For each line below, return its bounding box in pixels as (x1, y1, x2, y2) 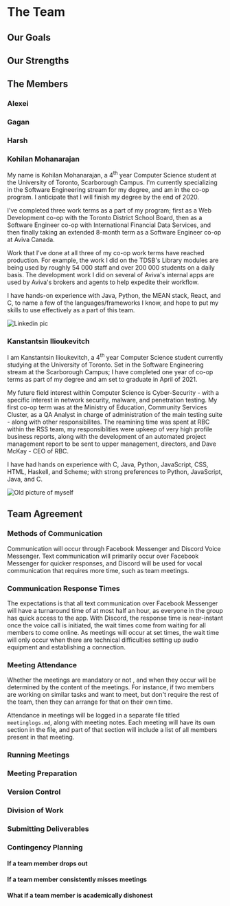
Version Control (7, 787, 61, 797)
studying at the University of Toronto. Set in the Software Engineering (7, 360, 204, 369)
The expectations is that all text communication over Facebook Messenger (7, 599, 218, 607)
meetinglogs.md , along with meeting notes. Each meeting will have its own (7, 718, 216, 726)
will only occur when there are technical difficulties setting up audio (7, 636, 199, 644)
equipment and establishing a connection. (7, 643, 126, 651)
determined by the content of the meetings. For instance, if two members (7, 683, 214, 691)
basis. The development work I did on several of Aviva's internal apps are (7, 271, 215, 279)
